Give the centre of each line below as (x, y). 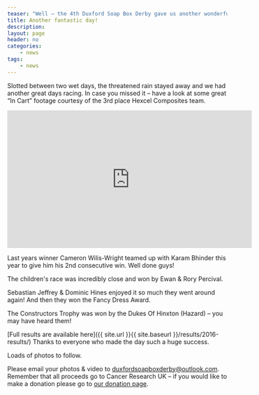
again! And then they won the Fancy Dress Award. (79, 300)
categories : (24, 46)
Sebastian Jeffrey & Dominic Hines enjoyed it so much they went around (111, 292)
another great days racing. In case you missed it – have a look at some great (117, 93)
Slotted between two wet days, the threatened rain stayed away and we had (117, 85)
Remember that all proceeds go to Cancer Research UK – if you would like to (117, 376)
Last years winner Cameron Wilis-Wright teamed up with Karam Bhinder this (117, 258)
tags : (15, 59)
